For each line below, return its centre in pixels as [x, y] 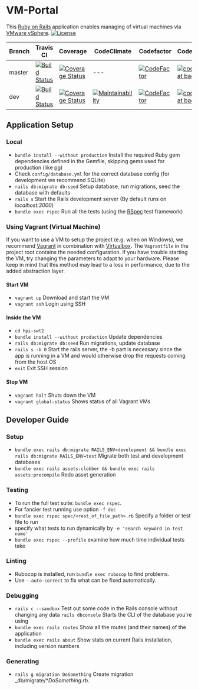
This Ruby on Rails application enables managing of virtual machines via [94, 27]
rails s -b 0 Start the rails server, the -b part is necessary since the [98, 349]
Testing [17, 490]
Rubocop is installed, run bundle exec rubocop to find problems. [92, 574]
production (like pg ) [39, 167]
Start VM [17, 284]
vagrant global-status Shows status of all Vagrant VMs [82, 401]
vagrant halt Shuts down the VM [55, 395]
